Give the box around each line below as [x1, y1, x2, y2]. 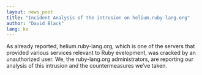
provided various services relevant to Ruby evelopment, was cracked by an [6, 49, 196, 57]
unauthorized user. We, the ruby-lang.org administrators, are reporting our [6, 55, 194, 63]
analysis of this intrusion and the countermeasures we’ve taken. [6, 62, 167, 70]
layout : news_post [6, 9, 53, 15]
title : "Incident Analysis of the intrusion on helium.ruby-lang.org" [6, 15, 190, 21]
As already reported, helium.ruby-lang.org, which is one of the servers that [6, 43, 195, 50]
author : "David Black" [6, 20, 64, 26]
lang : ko [6, 26, 29, 32]
